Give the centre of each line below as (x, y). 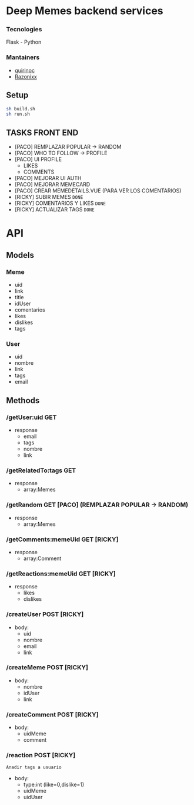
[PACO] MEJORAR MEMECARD (52, 185)
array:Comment (42, 558)
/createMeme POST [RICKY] (47, 667)
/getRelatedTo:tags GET (41, 470)
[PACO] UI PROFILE (38, 159)
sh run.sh (18, 114)
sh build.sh (21, 109)
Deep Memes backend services (85, 11)
